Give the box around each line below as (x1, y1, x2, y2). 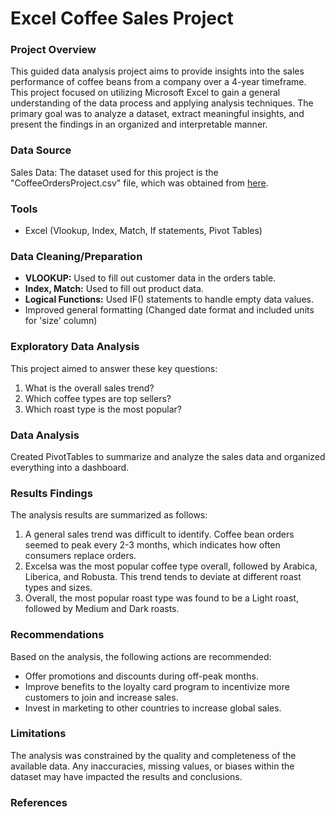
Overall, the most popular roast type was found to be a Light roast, (24, 592, 299, 604)
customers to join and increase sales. (24, 691, 179, 703)
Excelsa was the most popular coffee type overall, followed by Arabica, (24, 560, 318, 572)
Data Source (10, 143, 72, 157)
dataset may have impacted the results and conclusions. (10, 770, 243, 782)
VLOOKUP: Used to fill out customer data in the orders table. (24, 272, 277, 284)
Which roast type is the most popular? (24, 403, 182, 415)
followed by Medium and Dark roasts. (24, 603, 180, 615)
